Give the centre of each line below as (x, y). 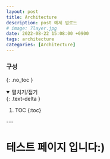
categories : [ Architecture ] (41, 45)
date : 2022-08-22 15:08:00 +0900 (48, 34)
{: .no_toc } (20, 80)
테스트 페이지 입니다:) (56, 147)
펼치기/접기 (25, 92)
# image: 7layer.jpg (32, 28)
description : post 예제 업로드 (42, 23)
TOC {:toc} (28, 110)
